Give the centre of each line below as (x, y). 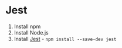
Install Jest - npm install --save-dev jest (65, 39)
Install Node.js (31, 32)
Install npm (27, 26)
